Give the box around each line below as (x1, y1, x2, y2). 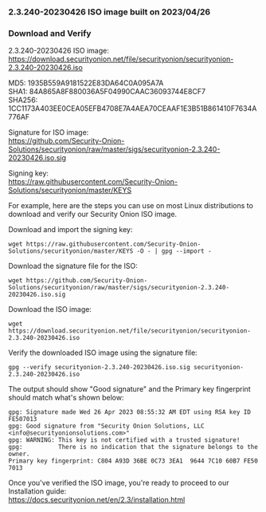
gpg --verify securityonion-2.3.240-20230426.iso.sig (8, 364, 191, 372)
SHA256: (8, 95, 38, 105)
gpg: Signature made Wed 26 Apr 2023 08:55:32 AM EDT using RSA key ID (8, 408, 251, 416)
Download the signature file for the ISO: (8, 262, 138, 271)
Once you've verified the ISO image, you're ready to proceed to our (8, 478, 229, 488)
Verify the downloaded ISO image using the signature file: (8, 348, 198, 357)
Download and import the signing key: (8, 225, 133, 234)
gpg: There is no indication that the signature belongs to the (8, 443, 259, 451)
